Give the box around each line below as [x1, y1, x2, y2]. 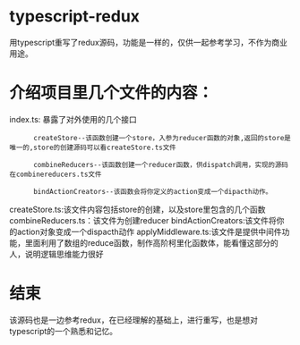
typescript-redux [9, 6, 141, 27]
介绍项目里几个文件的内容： [9, 83, 214, 104]
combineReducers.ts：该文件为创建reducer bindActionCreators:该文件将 [9, 215, 278, 225]
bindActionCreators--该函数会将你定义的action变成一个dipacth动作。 [32, 187, 273, 196]
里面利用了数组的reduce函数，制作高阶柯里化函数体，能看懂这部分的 [24, 237, 279, 248]
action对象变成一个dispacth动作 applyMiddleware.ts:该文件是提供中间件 [16, 226, 282, 237]
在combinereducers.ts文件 [9, 170, 102, 179]
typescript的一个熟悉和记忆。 [9, 325, 118, 336]
